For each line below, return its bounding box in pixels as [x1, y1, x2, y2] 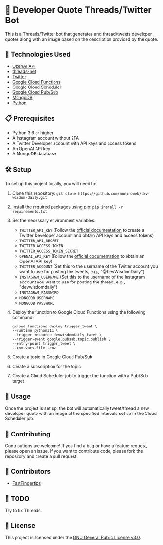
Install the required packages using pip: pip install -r [12, 204, 123, 210]
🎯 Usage [5, 392, 31, 400]
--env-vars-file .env [12, 346, 56, 350]
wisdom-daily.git [12, 196, 48, 200]
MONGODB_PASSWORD [19, 301, 55, 306]
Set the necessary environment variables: [12, 218, 96, 224]
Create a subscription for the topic [12, 364, 81, 370]
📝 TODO [5, 495, 30, 503]
